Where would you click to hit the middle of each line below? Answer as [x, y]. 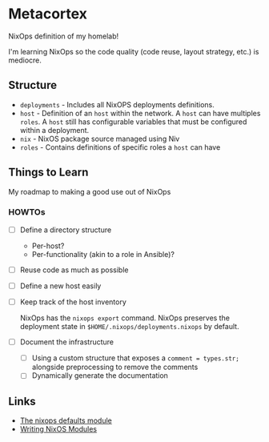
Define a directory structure [66, 230]
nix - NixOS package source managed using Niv [100, 139]
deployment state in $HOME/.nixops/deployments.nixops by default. [129, 327]
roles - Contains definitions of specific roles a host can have [120, 147]
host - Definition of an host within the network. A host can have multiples [140, 113]
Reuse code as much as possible [74, 270]
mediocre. [25, 60]
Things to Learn [48, 173]
